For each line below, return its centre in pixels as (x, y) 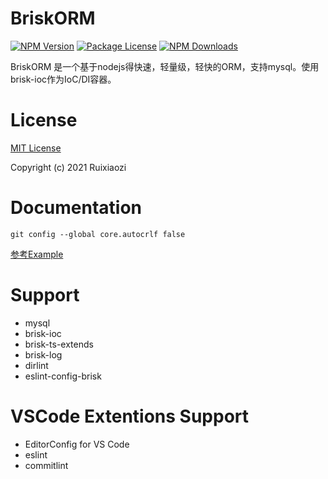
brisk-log (43, 354)
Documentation (76, 208)
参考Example (37, 254)
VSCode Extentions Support (130, 416)
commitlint (46, 465)
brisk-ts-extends (59, 344)
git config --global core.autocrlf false (98, 234)
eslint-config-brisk (63, 376)
